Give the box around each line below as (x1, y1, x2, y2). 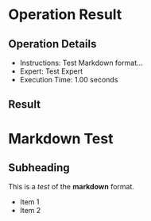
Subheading (8, 161, 70, 174)
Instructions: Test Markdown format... (19, 58, 143, 67)
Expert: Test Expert (19, 67, 83, 76)
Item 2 (19, 206, 41, 215)
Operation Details (8, 37, 97, 51)
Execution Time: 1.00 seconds (19, 75, 118, 84)
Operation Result (8, 6, 122, 24)
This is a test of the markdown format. (8, 182, 135, 192)
